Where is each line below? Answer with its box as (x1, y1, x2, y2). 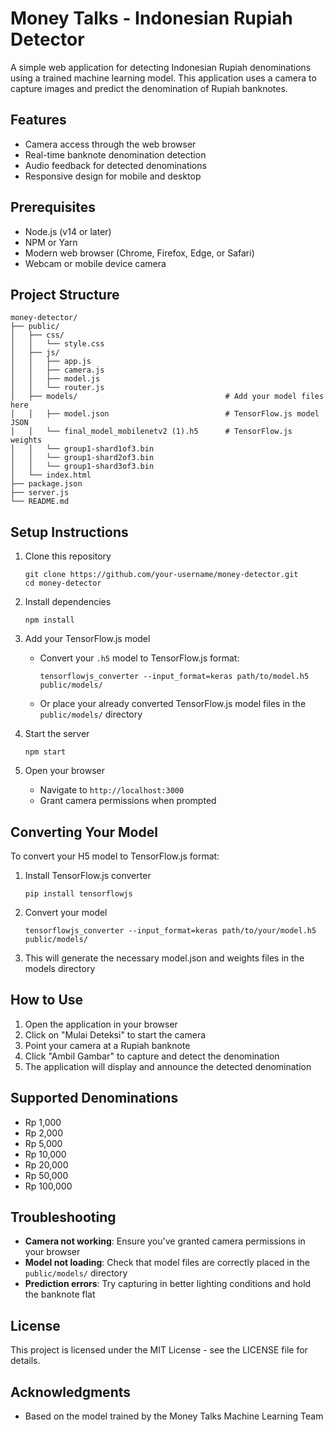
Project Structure (10, 286, 120, 303)
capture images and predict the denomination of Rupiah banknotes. (10, 82, 288, 94)
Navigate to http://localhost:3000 (39, 784, 185, 796)
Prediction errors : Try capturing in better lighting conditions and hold (24, 1278, 312, 1290)
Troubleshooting (10, 1209, 117, 1226)
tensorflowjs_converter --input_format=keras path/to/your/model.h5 (24, 926, 317, 936)
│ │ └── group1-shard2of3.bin (10, 453, 155, 463)
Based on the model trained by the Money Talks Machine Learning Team (24, 1410, 324, 1422)
